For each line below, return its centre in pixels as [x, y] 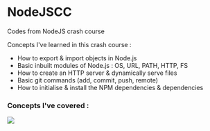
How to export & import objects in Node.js [77, 58]
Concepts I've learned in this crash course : [69, 44]
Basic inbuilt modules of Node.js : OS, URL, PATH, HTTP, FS [103, 65]
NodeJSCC [40, 12]
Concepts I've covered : [48, 105]
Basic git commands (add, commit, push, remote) [87, 80]
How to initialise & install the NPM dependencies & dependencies [110, 87]
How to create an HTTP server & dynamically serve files [97, 73]
